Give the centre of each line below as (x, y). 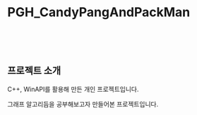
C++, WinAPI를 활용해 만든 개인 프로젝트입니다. (73, 89)
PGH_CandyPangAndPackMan (99, 12)
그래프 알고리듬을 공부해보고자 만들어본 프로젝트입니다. (83, 104)
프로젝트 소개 (34, 71)
